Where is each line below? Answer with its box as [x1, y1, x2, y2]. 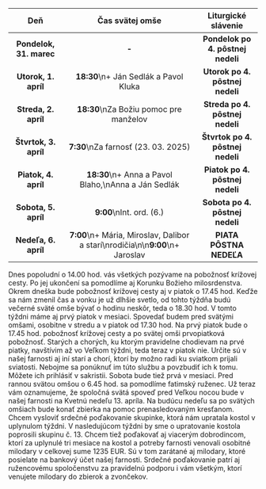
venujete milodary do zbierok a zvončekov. [8, 472, 149, 481]
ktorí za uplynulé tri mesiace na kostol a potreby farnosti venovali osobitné [8, 438, 251, 447]
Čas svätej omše [97, 15, 162, 26]
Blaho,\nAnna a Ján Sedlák [79, 179, 180, 189]
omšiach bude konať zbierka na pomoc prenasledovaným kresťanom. [8, 404, 235, 414]
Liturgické [207, 10, 247, 21]
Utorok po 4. [203, 67, 251, 77]
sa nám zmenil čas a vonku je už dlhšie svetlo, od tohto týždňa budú [8, 295, 231, 304]
